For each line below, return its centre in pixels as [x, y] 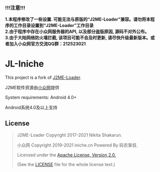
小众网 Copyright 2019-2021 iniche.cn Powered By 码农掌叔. [77, 145]
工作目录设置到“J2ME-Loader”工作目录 [53, 25]
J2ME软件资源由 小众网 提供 [32, 88]
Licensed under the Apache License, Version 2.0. [66, 155]
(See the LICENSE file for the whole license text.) [66, 165]
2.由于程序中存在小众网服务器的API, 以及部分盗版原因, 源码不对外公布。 [77, 32]
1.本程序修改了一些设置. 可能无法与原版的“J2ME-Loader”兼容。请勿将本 [78, 19]
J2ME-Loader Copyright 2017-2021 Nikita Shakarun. [70, 135]
